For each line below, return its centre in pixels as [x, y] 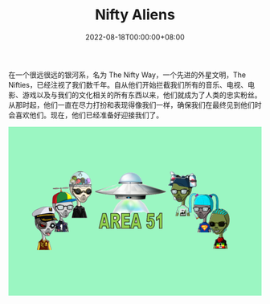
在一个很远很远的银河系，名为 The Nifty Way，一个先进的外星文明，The [127, 75]
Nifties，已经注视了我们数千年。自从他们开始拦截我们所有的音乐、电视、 [128, 84]
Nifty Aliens [135, 15]
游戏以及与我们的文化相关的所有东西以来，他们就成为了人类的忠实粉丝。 [142, 95]
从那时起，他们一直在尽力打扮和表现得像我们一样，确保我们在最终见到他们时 [135, 105]
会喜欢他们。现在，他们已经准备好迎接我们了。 [86, 115]
